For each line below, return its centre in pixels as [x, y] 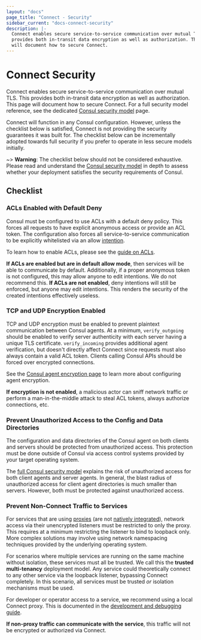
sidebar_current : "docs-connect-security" [60, 23]
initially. [16, 148]
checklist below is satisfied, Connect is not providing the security [86, 128]
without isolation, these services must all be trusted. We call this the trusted [100, 563]
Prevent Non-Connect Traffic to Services [67, 506]
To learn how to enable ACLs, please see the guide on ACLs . [81, 252]
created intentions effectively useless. [53, 295]
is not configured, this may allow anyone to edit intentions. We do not [91, 276]
